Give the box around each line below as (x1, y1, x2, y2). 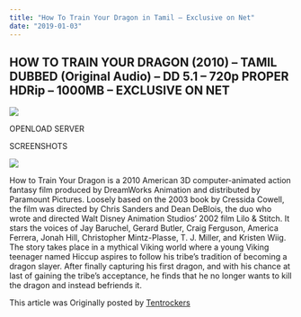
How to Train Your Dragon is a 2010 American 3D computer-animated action (9, 175, 292, 186)
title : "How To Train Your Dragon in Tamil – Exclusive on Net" (9, 13, 255, 22)
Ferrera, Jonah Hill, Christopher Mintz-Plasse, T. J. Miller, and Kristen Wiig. (9, 233, 287, 243)
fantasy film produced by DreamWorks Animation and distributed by (9, 185, 261, 196)
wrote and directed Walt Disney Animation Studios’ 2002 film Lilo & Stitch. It (9, 213, 290, 225)
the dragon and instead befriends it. (9, 280, 142, 291)
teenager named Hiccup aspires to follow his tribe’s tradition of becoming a (9, 251, 288, 262)
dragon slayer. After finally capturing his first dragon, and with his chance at (9, 261, 290, 272)
